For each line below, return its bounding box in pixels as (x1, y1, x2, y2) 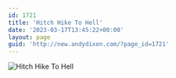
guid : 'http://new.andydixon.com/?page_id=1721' (8, 41, 170, 48)
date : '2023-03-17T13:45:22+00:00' (8, 26, 124, 34)
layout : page (8, 33, 51, 41)
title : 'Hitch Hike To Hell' (8, 19, 103, 27)
